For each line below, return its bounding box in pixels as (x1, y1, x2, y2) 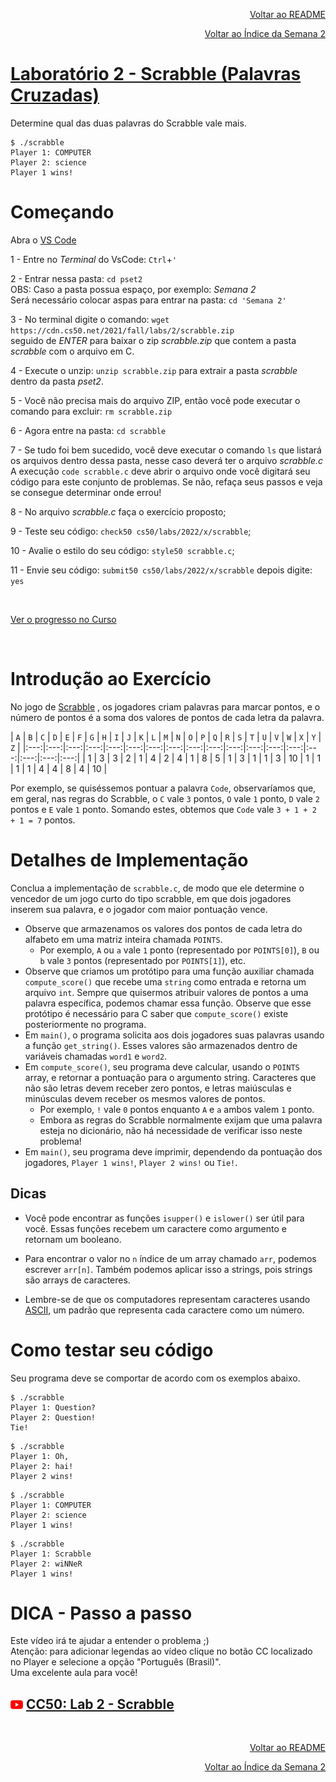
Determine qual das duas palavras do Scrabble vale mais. (10, 117, 247, 129)
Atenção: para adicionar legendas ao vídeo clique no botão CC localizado (10, 1645, 313, 1658)
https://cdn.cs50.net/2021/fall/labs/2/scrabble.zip (10, 325, 235, 336)
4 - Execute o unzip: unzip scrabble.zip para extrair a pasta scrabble (10, 364, 298, 376)
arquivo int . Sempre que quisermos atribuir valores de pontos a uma (24, 986, 309, 998)
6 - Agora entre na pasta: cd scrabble (10, 424, 167, 436)
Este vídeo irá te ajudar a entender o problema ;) (10, 1635, 210, 1647)
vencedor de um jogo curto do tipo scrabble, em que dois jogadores (10, 892, 292, 904)
